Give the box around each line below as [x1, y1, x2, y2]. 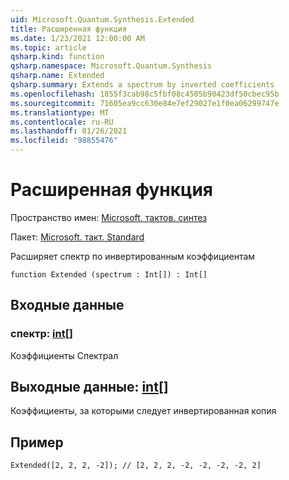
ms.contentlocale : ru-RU [10, 117, 114, 127]
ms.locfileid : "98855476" [10, 136, 118, 146]
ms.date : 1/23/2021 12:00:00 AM [10, 33, 145, 43]
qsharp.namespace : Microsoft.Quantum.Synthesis [10, 61, 213, 71]
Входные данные [10, 297, 125, 314]
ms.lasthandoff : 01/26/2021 [10, 126, 128, 136]
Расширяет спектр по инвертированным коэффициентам [10, 250, 256, 262]
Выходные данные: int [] [10, 379, 169, 396]
